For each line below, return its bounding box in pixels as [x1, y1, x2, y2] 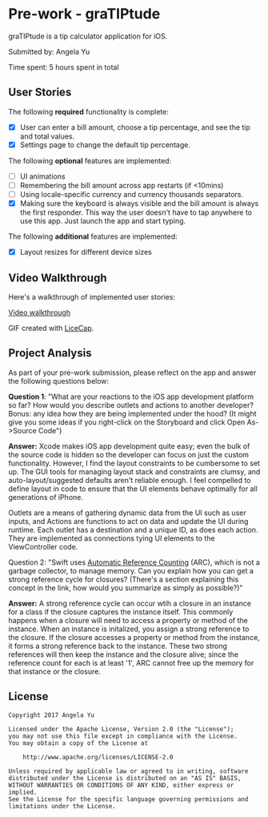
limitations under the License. [8, 802, 116, 810]
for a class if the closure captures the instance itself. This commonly [8, 606, 234, 617]
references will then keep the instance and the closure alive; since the [8, 650, 238, 659]
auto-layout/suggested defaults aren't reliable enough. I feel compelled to [8, 475, 251, 485]
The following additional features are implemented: [8, 231, 178, 241]
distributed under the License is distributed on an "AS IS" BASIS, [8, 774, 242, 782]
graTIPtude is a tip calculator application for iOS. [8, 31, 168, 41]
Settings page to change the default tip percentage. [19, 139, 190, 149]
